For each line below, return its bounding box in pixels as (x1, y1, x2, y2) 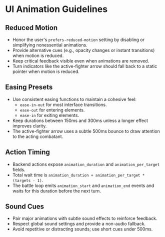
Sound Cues (5, 202, 44, 211)
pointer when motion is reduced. (12, 68, 80, 74)
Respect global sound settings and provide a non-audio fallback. (12, 221, 146, 227)
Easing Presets (5, 83, 53, 91)
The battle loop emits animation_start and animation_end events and (12, 182, 154, 188)
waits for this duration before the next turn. (12, 187, 101, 193)
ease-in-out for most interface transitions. (19, 101, 107, 107)
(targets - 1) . (12, 177, 43, 183)
